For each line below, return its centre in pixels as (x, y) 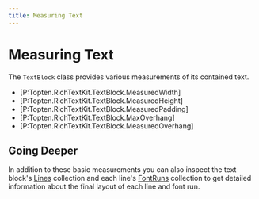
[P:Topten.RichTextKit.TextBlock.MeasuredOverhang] (107, 126)
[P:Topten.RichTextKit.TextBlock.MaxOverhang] (97, 117)
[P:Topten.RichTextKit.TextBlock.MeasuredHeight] (101, 101)
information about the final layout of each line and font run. (104, 186)
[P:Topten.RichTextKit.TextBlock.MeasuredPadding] (104, 109)
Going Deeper (43, 150)
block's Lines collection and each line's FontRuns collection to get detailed (130, 178)
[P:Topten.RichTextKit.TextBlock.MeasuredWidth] (100, 92)
